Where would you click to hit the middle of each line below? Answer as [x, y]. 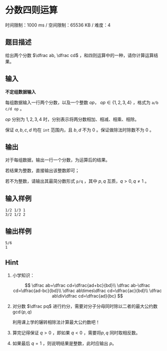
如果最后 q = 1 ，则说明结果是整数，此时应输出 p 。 [65, 343]
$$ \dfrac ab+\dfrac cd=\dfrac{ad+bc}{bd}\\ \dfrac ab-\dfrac [87, 285]
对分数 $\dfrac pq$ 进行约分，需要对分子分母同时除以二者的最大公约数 [85, 306]
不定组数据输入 [20, 92]
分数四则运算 [32, 10]
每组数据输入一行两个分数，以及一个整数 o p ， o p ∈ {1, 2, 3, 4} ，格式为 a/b [82, 102]
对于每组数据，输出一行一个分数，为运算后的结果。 [58, 160]
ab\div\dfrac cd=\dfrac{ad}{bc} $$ [87, 296]
